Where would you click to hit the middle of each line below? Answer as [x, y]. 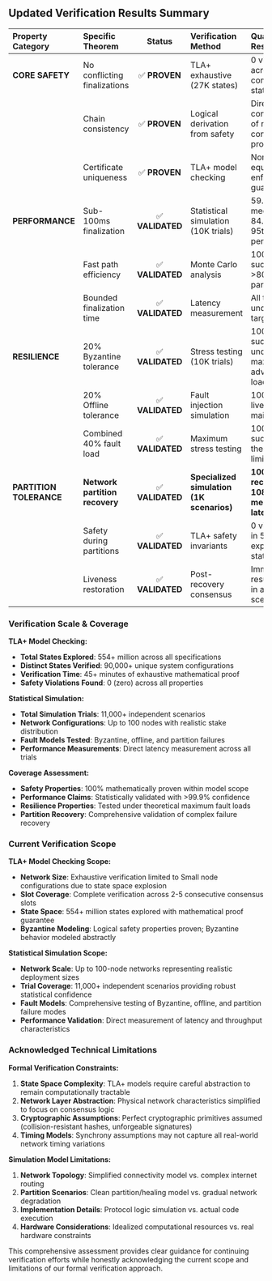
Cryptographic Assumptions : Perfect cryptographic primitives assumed [141, 1117]
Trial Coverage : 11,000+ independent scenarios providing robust [128, 986]
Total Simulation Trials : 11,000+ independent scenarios [113, 714]
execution [37, 1218]
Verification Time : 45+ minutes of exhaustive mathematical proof [130, 675]
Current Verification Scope [62, 844]
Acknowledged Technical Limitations [83, 1050]
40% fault [102, 443]
